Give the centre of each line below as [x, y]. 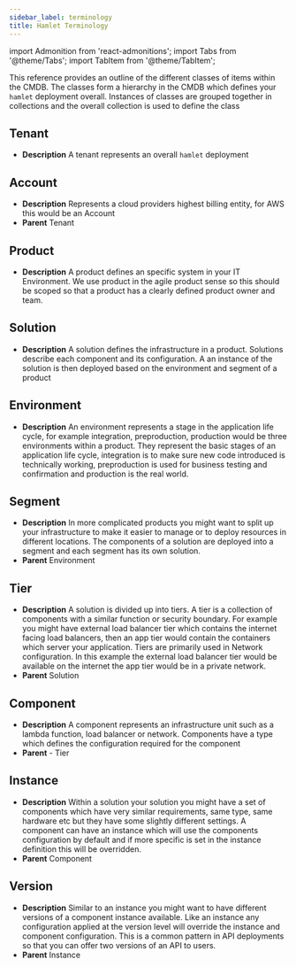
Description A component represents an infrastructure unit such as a [148, 724]
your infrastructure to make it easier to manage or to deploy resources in [154, 532]
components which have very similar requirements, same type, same [147, 811]
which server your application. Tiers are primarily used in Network [142, 647]
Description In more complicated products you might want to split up [148, 522]
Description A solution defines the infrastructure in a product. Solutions [152, 349]
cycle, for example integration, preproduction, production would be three [154, 436]
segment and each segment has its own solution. [111, 551]
